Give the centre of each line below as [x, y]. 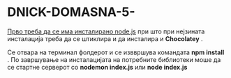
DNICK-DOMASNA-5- [71, 12]
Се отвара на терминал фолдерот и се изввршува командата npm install [116, 52]
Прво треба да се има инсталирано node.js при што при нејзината [106, 31]
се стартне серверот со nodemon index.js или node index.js [97, 67]
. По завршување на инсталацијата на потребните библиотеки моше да [114, 59]
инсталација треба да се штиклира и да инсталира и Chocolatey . [105, 38]
